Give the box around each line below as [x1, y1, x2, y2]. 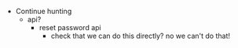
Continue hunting [15, 7, 72, 15]
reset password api [38, 23, 101, 32]
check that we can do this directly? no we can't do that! [50, 31, 230, 40]
